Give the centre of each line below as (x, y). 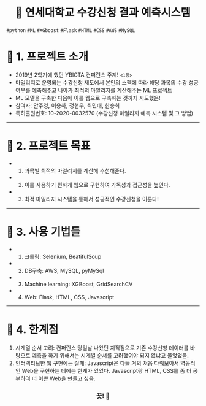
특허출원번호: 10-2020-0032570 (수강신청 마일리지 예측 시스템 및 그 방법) (104, 113)
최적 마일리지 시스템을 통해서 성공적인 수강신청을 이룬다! (92, 199)
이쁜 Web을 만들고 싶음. (67, 378)
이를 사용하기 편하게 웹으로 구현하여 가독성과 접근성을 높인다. (97, 185)
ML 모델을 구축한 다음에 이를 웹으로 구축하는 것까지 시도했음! (88, 98)
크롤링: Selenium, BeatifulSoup (63, 256)
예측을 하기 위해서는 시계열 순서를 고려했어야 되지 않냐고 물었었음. (110, 355)
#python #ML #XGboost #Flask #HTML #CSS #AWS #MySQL (71, 30)
